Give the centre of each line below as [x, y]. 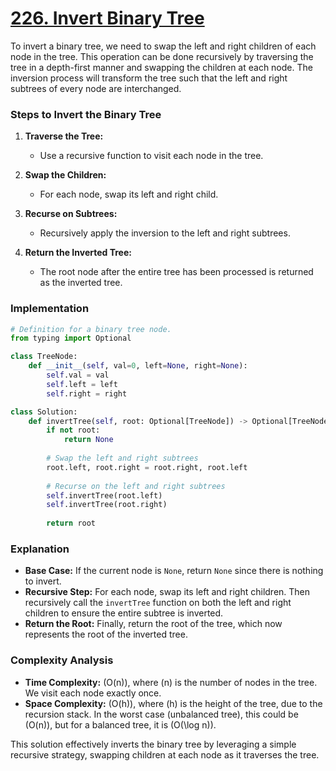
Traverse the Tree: [64, 136]
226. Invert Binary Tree [107, 18]
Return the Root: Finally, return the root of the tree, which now [153, 624]
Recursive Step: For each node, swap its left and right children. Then [167, 592]
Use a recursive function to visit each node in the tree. [151, 156]
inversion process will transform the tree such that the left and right [149, 78]
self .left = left [82, 384]
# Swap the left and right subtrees [122, 458]
